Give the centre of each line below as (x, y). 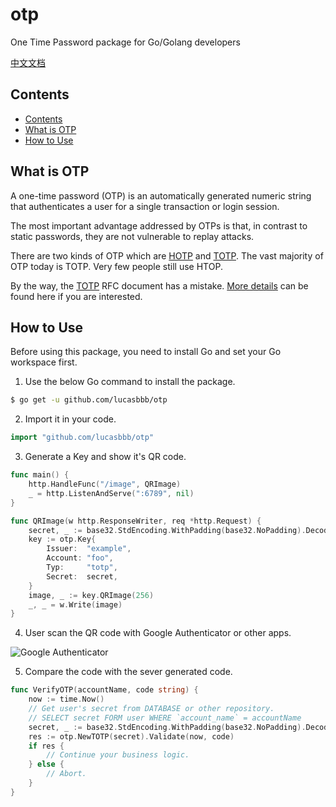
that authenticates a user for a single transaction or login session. (145, 206)
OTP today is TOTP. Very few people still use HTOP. (116, 266)
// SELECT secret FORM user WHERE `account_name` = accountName (165, 718)
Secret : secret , (82, 576)
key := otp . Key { (62, 539)
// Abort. (66, 774)
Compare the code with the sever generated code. (128, 672)
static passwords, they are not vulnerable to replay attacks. (132, 236)
